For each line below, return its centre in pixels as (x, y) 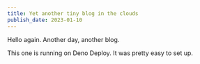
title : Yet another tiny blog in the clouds (73, 13)
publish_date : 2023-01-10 (45, 20)
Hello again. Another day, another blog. (63, 39)
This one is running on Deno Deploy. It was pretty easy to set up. (100, 53)
